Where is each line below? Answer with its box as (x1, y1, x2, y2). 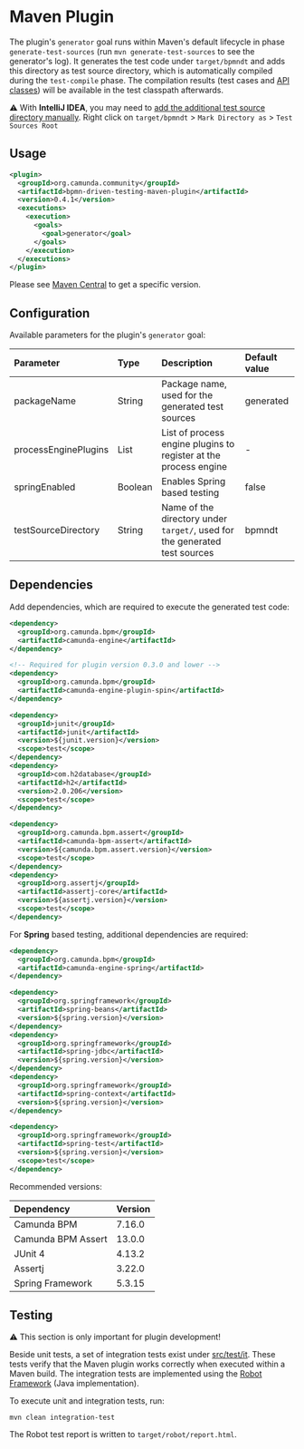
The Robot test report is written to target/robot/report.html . (9, 1429, 237, 1440)
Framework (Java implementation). (9, 1378, 139, 1389)
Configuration (9, 306, 90, 321)
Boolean (117, 481, 153, 493)
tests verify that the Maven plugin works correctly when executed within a (9, 1358, 286, 1370)
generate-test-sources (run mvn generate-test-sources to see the (9, 45, 255, 56)
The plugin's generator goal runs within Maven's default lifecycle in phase (9, 36, 285, 47)
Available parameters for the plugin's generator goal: (9, 329, 206, 341)
